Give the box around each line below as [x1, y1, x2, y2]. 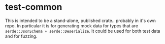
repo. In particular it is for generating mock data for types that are [5, 22, 138, 28]
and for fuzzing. [5, 33, 38, 39]
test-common [5, 1, 63, 13]
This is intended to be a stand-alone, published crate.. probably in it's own [5, 18, 156, 23]
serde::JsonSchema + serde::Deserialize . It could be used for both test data [5, 28, 161, 34]
